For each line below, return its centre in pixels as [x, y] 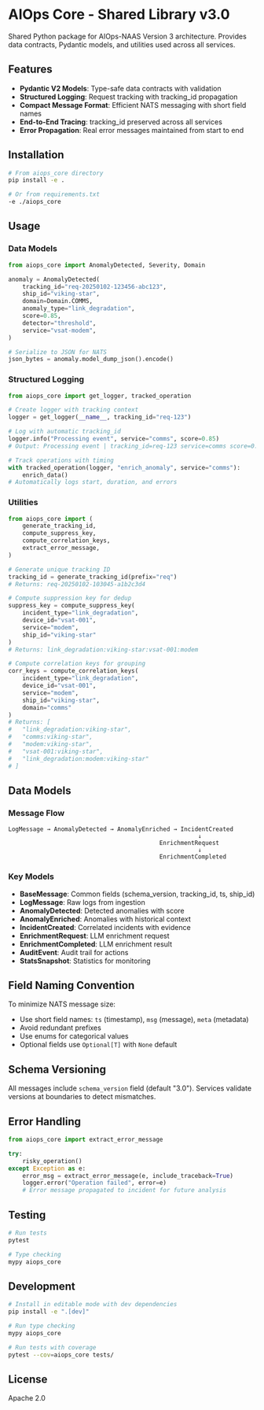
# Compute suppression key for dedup [70, 598]
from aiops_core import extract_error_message [86, 1140]
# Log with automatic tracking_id [65, 432]
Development [42, 1286]
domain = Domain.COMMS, [57, 301]
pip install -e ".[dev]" [49, 1312]
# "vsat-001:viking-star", [56, 751]
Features [30, 70]
